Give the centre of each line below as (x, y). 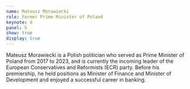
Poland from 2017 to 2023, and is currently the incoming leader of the (90, 61)
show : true (19, 33)
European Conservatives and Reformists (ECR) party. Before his (83, 67)
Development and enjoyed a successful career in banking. (76, 80)
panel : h (17, 28)
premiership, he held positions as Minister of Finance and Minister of (89, 74)
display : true (23, 38)
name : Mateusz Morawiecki (37, 11)
